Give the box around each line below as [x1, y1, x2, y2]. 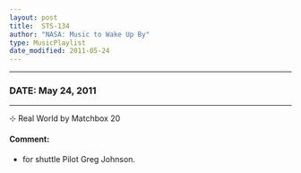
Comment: [9, 134, 50, 144]
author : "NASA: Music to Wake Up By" [9, 30, 150, 39]
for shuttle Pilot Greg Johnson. [21, 153, 136, 164]
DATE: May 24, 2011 [9, 84, 97, 97]
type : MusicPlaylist [9, 38, 87, 48]
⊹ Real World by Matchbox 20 [9, 113, 121, 124]
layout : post [9, 13, 58, 22]
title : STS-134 [9, 22, 70, 30]
